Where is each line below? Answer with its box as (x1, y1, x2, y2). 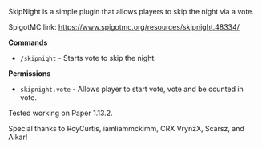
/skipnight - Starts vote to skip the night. (19, 54, 156, 62)
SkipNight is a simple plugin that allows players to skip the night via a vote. (8, 7, 255, 16)
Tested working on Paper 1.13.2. (8, 108, 114, 118)
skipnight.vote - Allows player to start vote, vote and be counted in (19, 84, 244, 94)
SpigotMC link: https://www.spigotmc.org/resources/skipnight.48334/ (8, 22, 240, 31)
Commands (8, 38, 48, 47)
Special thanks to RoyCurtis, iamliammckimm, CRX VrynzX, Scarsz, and (8, 124, 244, 133)
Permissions (8, 69, 51, 78)
